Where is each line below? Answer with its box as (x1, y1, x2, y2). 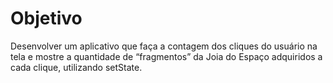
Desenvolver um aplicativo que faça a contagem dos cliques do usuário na (10, 40, 318, 52)
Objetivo (10, 7, 83, 30)
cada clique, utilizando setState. (10, 61, 143, 73)
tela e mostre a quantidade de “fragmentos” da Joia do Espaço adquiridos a (10, 50, 323, 62)
